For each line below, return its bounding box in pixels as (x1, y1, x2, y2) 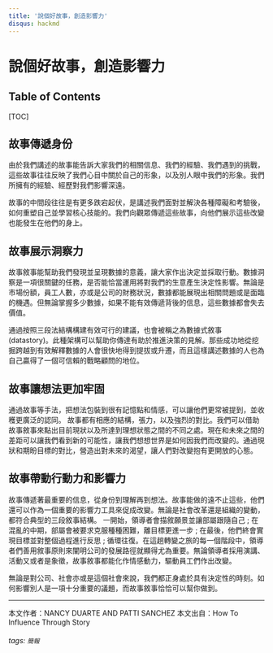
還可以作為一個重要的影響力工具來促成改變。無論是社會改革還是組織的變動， (8, 505, 265, 515)
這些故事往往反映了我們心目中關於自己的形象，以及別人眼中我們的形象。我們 (8, 170, 265, 180)
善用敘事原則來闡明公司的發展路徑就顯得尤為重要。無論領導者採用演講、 (22, 546, 265, 555)
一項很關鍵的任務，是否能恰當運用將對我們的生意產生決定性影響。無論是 (22, 277, 265, 287)
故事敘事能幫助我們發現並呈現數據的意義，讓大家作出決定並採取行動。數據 (8, 268, 258, 277)
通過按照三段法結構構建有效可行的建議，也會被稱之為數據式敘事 (8, 325, 222, 335)
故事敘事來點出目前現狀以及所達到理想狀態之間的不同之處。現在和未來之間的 (8, 424, 265, 435)
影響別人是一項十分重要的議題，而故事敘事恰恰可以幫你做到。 (15, 583, 222, 593)
